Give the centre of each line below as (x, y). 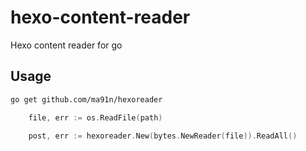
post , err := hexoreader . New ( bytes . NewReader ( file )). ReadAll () (163, 136)
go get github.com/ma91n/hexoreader (86, 99)
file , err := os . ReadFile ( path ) (95, 117)
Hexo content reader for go (66, 45)
